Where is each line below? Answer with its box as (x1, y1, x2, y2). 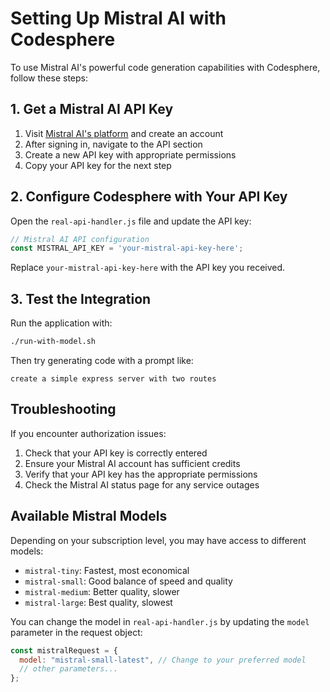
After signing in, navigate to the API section (24, 138, 203, 150)
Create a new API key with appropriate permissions (24, 148, 237, 161)
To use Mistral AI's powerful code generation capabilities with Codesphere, (10, 61, 321, 73)
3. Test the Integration (10, 290, 152, 307)
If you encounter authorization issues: (10, 427, 167, 439)
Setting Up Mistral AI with (10, 7, 227, 30)
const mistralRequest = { (10, 645, 118, 656)
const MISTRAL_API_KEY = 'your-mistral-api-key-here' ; (10, 243, 244, 254)
